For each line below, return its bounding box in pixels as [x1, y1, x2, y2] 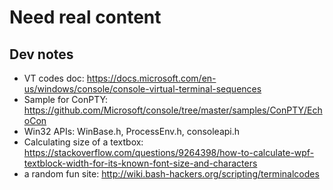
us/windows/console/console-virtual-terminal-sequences [23, 83, 262, 95]
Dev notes [9, 46, 74, 63]
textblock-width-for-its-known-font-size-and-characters [23, 157, 258, 169]
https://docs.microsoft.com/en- [86, 72, 217, 84]
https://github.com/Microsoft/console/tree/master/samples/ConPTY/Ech [23, 104, 323, 116]
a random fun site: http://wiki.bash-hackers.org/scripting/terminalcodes [23, 168, 320, 180]
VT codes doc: [23, 72, 85, 84]
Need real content [9, 6, 162, 29]
